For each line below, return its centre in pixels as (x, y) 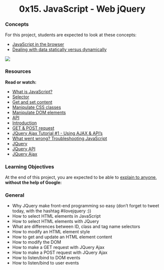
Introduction (24, 123)
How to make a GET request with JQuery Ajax (58, 247)
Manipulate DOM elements (39, 112)
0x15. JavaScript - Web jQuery (82, 9)
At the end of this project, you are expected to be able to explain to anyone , (81, 178)
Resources (18, 71)
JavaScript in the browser (38, 45)
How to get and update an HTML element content (62, 237)
